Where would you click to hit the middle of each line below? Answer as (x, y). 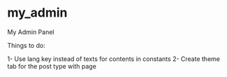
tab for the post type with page (52, 66)
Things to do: (26, 45)
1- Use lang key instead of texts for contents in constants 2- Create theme (113, 59)
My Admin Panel (31, 32)
